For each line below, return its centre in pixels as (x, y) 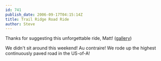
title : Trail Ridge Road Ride (37, 19)
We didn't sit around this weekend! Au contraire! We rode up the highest (81, 48)
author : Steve (20, 24)
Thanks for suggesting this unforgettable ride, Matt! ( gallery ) (69, 38)
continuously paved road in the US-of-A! (48, 53)
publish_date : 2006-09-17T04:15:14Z (44, 15)
